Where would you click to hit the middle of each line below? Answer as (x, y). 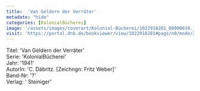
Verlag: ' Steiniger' (29, 82)
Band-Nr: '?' (21, 76)
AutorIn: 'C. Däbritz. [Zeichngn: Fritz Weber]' (61, 69)
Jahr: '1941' (20, 63)
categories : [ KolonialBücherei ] (46, 22)
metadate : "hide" (28, 17)
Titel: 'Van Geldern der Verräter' (45, 50)
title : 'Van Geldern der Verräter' (51, 12)
